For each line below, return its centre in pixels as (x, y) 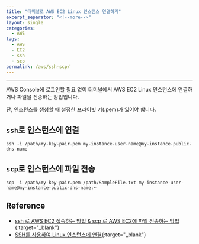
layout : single (25, 22)
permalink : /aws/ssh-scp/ (38, 66)
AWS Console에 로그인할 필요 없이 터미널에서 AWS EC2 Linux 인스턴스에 (92, 90)
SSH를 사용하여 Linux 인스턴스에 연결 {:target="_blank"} (80, 235)
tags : (13, 39)
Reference (26, 206)
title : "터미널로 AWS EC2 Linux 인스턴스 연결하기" (64, 12)
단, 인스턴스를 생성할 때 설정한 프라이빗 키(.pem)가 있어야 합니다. (81, 109)
